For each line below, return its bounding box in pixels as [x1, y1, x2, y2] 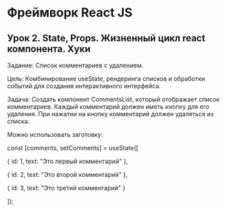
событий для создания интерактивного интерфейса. [7, 82, 162, 90]
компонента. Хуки [7, 43, 91, 54]
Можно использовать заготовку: [7, 131, 103, 138]
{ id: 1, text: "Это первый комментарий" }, [7, 157, 129, 165]
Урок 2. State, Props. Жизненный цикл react [7, 32, 206, 44]
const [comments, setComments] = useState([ [7, 144, 139, 152]
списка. [7, 117, 30, 125]
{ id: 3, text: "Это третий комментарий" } [7, 184, 126, 192]
